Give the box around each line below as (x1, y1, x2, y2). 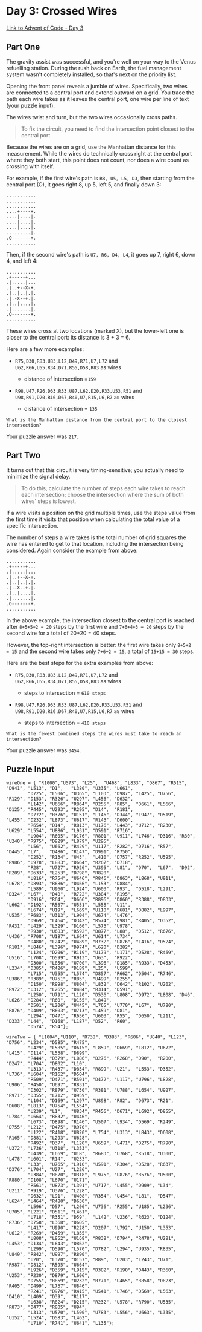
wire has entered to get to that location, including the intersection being (6, 540, 184, 547)
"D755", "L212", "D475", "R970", (6, 1124, 90, 1130)
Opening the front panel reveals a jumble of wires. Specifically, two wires (6, 82, 188, 90)
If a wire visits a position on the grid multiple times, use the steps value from (6, 509, 195, 516)
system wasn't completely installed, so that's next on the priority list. (6, 71, 177, 78)
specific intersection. (6, 522, 58, 529)
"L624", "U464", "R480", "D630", (6, 1198, 90, 1205)
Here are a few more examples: (6, 345, 84, 352)
